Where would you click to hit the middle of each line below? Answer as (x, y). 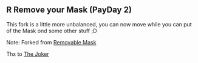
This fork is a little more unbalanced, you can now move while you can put (99, 24)
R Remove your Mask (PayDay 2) (69, 10)
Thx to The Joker (28, 54)
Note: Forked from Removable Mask (51, 42)
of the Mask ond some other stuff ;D (52, 31)
